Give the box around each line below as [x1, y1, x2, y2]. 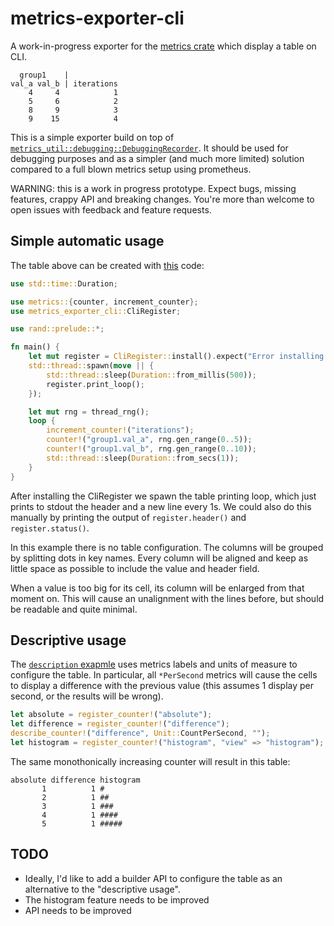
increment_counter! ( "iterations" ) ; [46, 425, 195, 436]
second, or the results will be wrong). [10, 690, 164, 702]
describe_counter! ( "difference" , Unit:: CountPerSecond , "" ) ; [10, 728, 271, 739]
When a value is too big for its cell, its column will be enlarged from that [10, 582, 305, 594]
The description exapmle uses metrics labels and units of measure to [10, 658, 298, 671]
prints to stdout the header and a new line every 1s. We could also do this [10, 500, 312, 512]
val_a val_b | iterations [10, 78, 118, 89]
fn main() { [10, 342, 60, 352]
